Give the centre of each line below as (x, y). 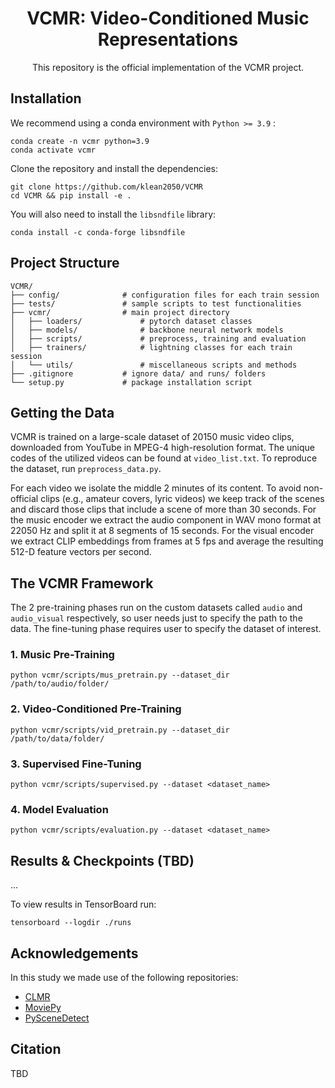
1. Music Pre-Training (62, 655)
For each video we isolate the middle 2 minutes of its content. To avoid (156, 488)
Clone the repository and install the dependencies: (114, 168)
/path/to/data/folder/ (57, 738)
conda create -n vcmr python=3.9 (80, 141)
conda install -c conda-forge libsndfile (98, 232)
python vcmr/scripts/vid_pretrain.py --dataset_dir (120, 730)
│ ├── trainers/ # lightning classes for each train (151, 347)
